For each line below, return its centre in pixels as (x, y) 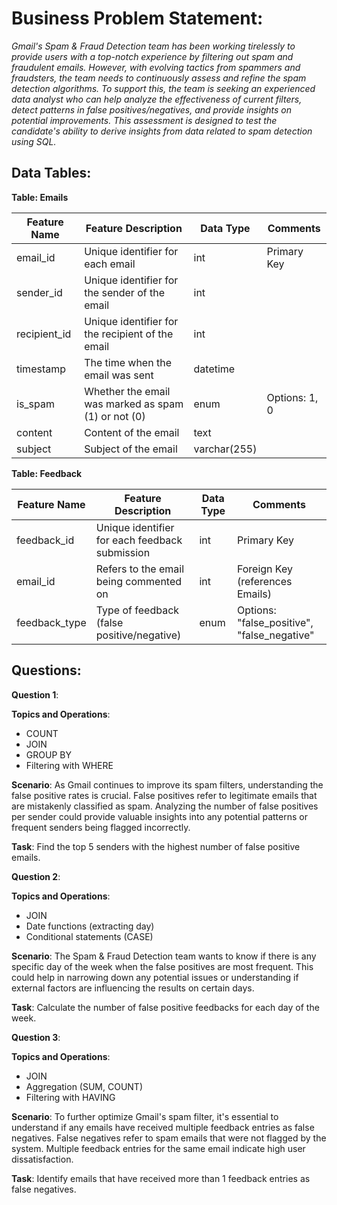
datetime (214, 369)
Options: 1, (292, 397)
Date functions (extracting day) (90, 926)
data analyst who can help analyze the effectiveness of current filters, (157, 99)
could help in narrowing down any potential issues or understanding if (155, 977)
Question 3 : (36, 1037)
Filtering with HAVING (70, 1097)
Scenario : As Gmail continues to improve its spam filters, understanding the (167, 784)
